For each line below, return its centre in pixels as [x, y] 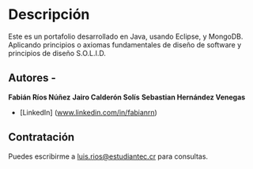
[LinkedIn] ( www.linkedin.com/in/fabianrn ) [89, 112]
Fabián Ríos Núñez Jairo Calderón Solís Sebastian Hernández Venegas [127, 97]
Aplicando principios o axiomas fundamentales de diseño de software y [125, 44]
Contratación [42, 137]
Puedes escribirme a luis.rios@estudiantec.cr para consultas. [108, 156]
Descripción [49, 15]
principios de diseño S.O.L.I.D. [57, 53]
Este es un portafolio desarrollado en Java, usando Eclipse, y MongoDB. [126, 36]
